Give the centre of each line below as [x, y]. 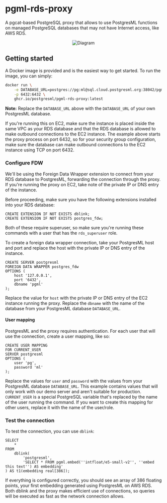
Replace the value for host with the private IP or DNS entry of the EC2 [77, 298]
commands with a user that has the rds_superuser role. [61, 233]
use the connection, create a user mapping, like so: [58, 336]
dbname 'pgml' [29, 284]
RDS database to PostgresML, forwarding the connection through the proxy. [83, 179]
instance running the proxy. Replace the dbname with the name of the [75, 303]
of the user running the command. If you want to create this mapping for [79, 402]
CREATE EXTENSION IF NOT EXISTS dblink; [48, 214]
